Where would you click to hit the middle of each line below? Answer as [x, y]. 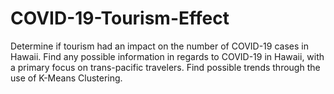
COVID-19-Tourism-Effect [120, 18]
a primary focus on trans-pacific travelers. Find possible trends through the [165, 67]
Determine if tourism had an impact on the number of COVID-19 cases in [159, 46]
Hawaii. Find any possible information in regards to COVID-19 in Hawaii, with [167, 56]
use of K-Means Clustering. [66, 78]
